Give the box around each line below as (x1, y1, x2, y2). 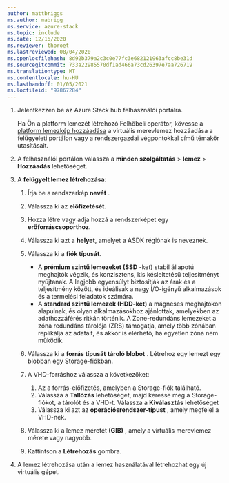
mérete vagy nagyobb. (27, 434, 92, 442)
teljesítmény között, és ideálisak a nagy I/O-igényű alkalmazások (37, 285, 222, 293)
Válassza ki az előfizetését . (27, 202, 107, 210)
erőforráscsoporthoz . (27, 223, 91, 231)
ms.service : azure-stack (7, 23, 79, 30)
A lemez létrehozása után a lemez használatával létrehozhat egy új (17, 460, 207, 469)
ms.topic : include (7, 29, 60, 37)
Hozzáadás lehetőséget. (17, 162, 88, 170)
